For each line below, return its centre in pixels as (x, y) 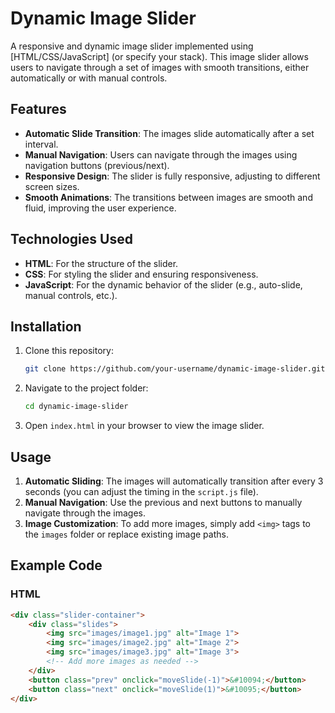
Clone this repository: (69, 351)
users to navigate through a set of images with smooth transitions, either (160, 67)
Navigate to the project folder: (86, 388)
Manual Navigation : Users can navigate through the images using (161, 154)
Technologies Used (71, 239)
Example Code (56, 565)
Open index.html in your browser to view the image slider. (144, 426)
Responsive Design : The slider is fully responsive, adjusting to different (172, 176)
